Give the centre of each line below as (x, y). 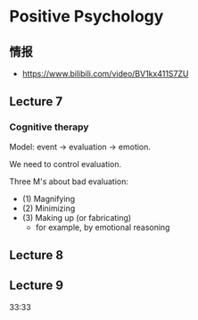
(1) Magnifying (49, 198)
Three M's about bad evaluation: (69, 181)
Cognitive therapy (49, 127)
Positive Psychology (87, 17)
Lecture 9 (37, 286)
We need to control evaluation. (66, 164)
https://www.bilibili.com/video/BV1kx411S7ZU (105, 74)
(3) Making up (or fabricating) (77, 217)
